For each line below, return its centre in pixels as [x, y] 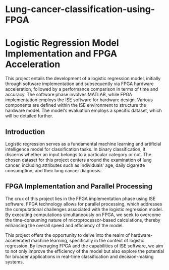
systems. [15, 262]
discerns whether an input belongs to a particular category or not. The [78, 154]
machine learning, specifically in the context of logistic [88, 240]
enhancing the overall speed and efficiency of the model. [65, 225]
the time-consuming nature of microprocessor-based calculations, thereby [83, 220]
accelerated [18, 240]
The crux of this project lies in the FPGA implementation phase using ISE [80, 198]
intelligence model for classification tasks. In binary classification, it [75, 149]
